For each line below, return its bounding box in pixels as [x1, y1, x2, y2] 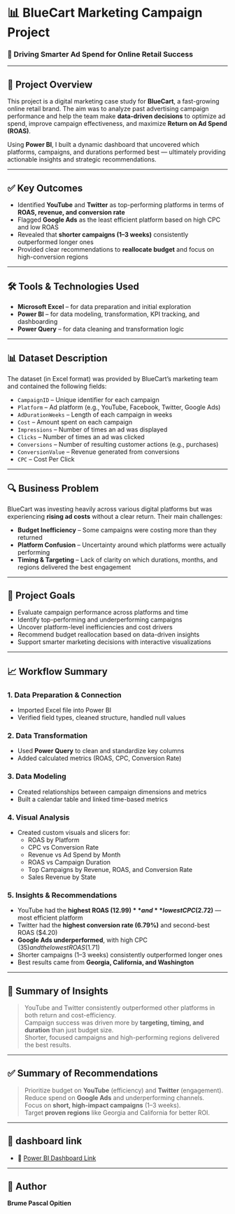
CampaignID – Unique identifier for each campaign [17, 395, 159, 404]
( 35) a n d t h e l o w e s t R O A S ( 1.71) [17, 943, 100, 952]
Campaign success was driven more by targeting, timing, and [24, 1018, 204, 1027]
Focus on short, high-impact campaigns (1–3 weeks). [24, 1101, 181, 1109]
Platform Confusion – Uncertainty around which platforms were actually [17, 541, 226, 549]
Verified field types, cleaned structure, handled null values [17, 713, 186, 722]
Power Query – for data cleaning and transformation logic [17, 324, 184, 333]
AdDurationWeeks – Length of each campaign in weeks [17, 410, 173, 419]
